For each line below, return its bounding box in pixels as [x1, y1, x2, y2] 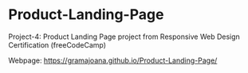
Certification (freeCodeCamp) [8, 40, 106, 49]
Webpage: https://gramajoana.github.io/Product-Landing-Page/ [8, 56, 218, 65]
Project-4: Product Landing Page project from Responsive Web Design [8, 32, 241, 41]
